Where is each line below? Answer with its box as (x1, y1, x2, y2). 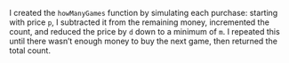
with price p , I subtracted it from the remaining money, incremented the (9, 17, 269, 28)
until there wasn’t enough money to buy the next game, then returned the (9, 35, 278, 46)
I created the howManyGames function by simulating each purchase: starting (9, 8, 278, 18)
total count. (9, 45, 52, 56)
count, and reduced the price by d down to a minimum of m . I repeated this (9, 27, 280, 36)
